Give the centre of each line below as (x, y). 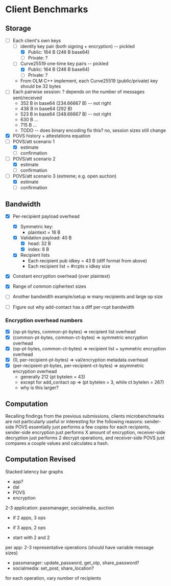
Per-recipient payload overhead (46, 216)
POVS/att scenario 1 (34, 141)
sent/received (27, 98)
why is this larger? (39, 388)
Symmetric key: (37, 227)
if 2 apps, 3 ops (29, 517)
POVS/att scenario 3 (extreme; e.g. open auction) (65, 176)
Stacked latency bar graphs (34, 471)
